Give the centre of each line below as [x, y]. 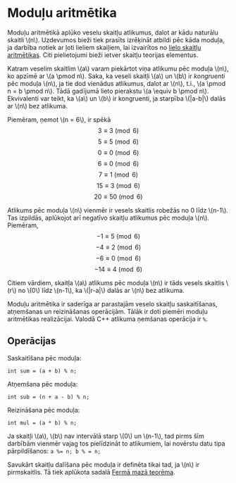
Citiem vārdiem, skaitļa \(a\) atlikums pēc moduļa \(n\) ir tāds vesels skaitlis [116, 282]
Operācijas [32, 341]
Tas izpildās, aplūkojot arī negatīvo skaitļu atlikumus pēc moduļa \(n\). [108, 218]
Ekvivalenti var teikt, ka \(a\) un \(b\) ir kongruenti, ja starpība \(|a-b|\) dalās [117, 98]
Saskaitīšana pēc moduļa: [44, 358]
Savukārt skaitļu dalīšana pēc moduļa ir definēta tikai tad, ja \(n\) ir [103, 464]
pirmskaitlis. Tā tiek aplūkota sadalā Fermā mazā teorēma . [91, 472]
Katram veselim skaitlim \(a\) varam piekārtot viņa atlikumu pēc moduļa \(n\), [118, 68]
